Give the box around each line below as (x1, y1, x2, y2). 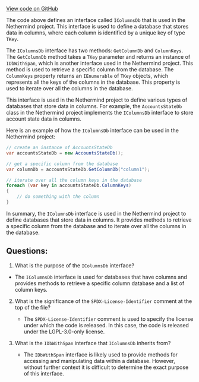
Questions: (6, 246, 48, 256)
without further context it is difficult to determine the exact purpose (23, 364, 189, 371)
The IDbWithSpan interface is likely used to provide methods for (23, 351, 178, 358)
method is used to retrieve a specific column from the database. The (6, 66, 174, 73)
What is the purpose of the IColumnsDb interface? (14, 261, 135, 269)
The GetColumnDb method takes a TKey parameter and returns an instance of (6, 53, 191, 60)
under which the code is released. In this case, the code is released (23, 321, 189, 329)
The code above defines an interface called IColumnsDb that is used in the (6, 17, 186, 23)
